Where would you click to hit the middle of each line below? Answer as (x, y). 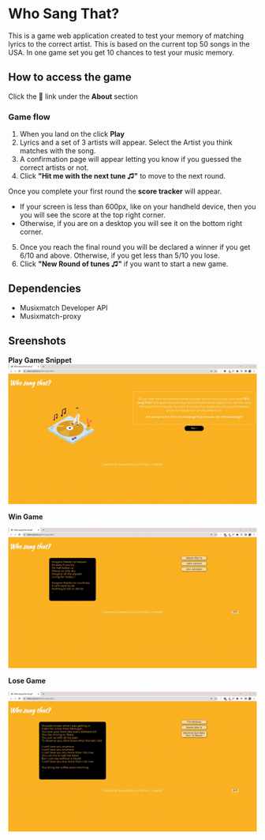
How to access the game (70, 77)
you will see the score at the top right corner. (92, 215)
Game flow (29, 117)
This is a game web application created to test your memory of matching (126, 36)
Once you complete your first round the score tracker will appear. (115, 191)
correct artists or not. (54, 168)
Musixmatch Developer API (63, 307)
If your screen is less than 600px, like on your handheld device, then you (138, 207)
